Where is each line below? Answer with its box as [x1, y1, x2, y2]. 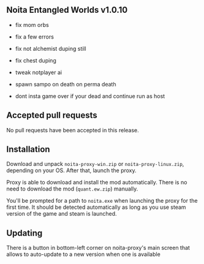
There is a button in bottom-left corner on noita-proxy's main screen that [6, 244, 190, 252]
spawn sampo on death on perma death [15, 80, 116, 88]
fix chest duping [15, 56, 56, 64]
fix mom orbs [15, 21, 49, 28]
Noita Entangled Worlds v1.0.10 [6, 5, 128, 15]
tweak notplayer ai [15, 69, 62, 76]
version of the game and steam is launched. [6, 210, 118, 217]
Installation [6, 144, 50, 155]
